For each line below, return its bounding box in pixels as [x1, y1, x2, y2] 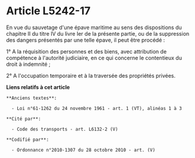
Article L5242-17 [6, 4, 91, 18]
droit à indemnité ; [6, 61, 51, 68]
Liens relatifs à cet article [6, 83, 70, 90]
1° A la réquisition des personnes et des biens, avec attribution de [6, 48, 167, 55]
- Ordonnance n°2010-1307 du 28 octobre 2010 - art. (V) [11, 147, 156, 153]
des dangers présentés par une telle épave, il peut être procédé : [6, 36, 165, 43]
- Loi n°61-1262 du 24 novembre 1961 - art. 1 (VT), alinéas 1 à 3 [11, 105, 183, 111]
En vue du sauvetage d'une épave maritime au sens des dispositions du [6, 24, 183, 31]
